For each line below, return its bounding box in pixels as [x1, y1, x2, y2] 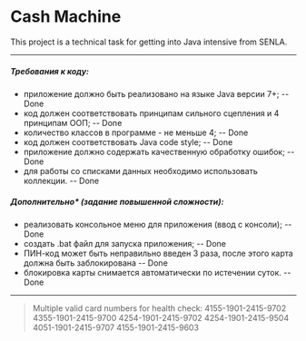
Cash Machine [10, 6, 122, 27]
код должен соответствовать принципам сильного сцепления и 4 [23, 107, 280, 119]
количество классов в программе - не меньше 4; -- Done [23, 127, 249, 138]
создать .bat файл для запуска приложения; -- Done [23, 238, 226, 248]
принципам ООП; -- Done [23, 117, 123, 128]
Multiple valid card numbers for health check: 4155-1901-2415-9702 [32, 302, 287, 314]
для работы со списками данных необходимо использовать [23, 165, 258, 176]
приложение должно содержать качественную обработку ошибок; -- [23, 146, 295, 157]
